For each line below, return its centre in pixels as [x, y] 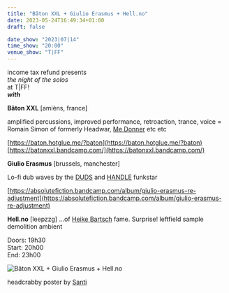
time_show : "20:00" [36, 46]
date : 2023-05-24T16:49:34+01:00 [56, 20]
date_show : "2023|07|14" [43, 39]
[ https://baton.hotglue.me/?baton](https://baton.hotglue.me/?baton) [105, 143]
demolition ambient [35, 227]
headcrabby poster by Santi [47, 282]
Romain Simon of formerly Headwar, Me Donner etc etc [87, 129]
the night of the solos [38, 80]
